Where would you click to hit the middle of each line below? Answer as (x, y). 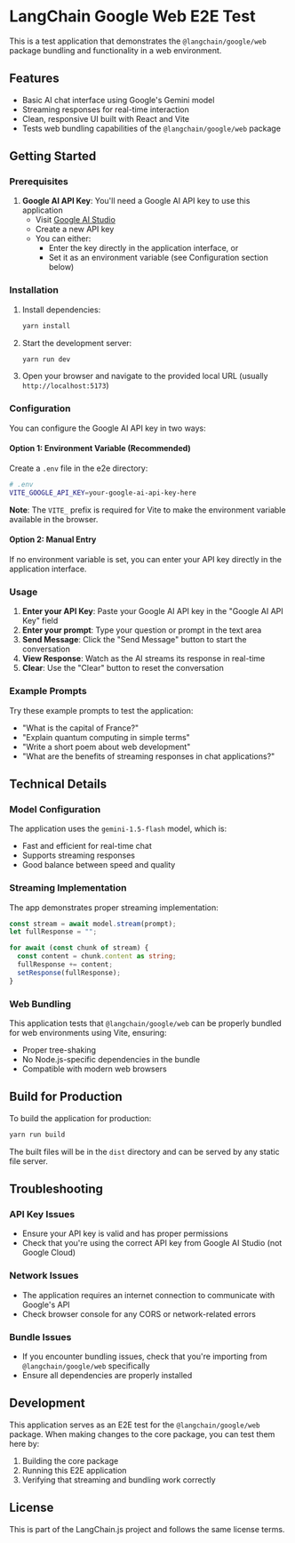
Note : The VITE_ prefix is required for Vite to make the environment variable (147, 510)
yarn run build (37, 1135)
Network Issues (44, 1276)
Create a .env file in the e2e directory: (79, 468)
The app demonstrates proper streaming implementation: (114, 907)
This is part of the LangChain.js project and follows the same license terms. (147, 1529)
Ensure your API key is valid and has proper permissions (125, 1233)
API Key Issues (42, 1214)
